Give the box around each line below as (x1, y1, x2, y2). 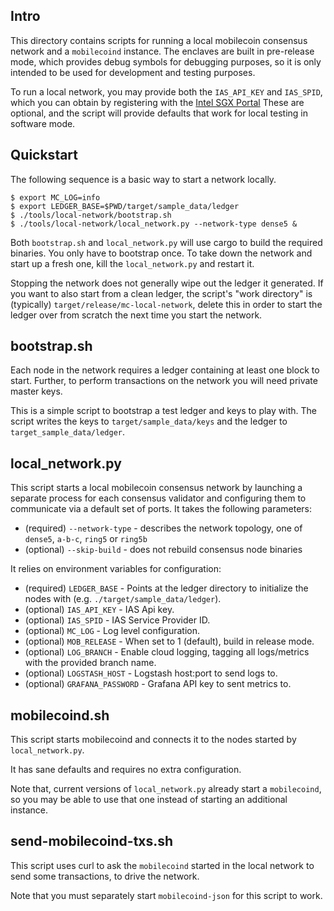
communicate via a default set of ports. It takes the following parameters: (10, 503, 313, 515)
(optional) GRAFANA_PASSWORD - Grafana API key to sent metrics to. (24, 678, 292, 690)
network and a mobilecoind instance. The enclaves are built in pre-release (10, 45, 315, 57)
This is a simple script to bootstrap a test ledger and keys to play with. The (10, 405, 317, 417)
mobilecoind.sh (10, 707, 110, 724)
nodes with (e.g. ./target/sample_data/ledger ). (24, 593, 222, 605)
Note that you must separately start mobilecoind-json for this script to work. (10, 889, 323, 901)
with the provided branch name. (24, 657, 157, 669)
